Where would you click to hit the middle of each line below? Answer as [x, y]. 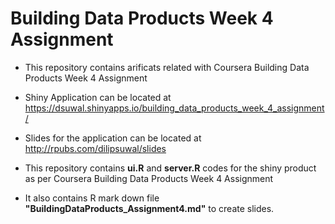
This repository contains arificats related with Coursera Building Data [167, 67]
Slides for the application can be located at [113, 138]
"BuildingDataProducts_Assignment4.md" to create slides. [149, 208]
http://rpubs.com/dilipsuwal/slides [95, 148]
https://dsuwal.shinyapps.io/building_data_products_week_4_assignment [174, 108]
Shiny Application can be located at [98, 97]
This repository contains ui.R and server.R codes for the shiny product [170, 168]
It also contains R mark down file [92, 198]
